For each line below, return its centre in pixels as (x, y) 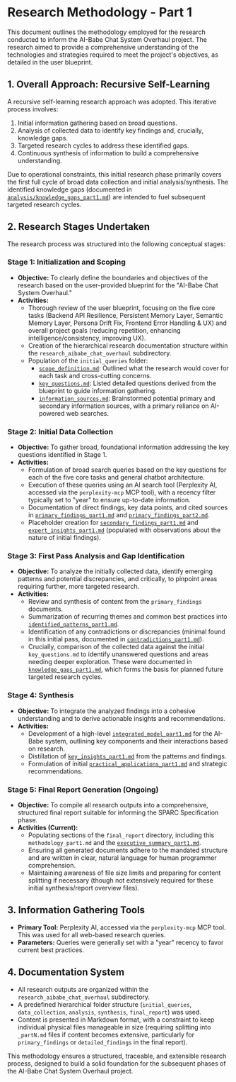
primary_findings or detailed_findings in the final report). (102, 1042)
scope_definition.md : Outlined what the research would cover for (134, 368)
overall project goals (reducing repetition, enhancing (105, 330)
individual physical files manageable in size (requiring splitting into (114, 1027)
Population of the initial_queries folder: (88, 360)
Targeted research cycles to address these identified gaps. (103, 145)
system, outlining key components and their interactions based (136, 741)
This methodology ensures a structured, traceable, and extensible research (117, 1056)
